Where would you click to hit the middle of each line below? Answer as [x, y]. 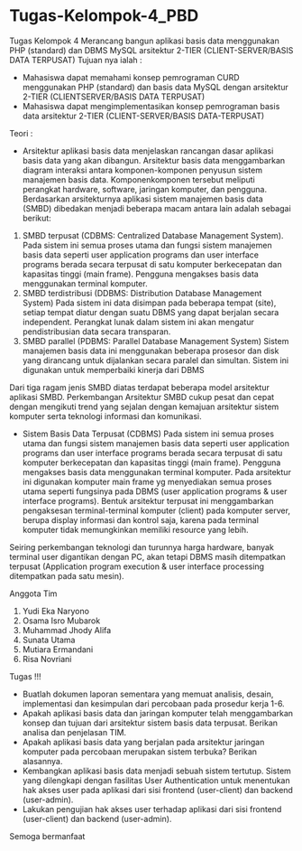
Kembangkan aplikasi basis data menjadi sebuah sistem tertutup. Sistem [156, 771]
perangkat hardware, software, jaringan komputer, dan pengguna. [145, 189]
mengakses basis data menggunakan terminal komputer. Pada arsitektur [156, 472]
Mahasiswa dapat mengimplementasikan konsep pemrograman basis [151, 106]
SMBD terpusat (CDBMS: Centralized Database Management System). [153, 235]
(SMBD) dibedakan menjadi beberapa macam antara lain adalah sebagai [156, 208]
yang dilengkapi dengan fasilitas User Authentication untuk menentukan [156, 780]
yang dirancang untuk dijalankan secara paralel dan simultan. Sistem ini [156, 360]
